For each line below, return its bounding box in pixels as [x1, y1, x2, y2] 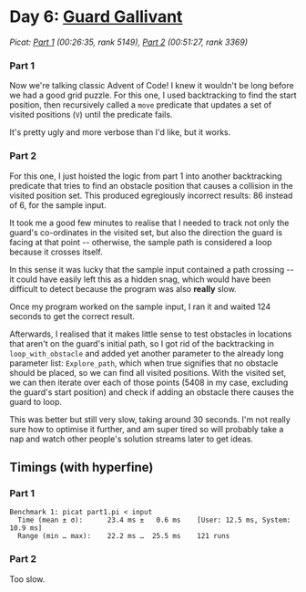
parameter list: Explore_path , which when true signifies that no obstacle [9, 358, 279, 369]
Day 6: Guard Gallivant [9, 6, 183, 27]
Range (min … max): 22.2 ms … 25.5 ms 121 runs [17, 532, 230, 541]
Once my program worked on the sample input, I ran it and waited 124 [9, 301, 271, 312]
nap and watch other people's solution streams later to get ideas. [9, 433, 253, 444]
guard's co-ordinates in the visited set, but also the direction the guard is [9, 226, 283, 238]
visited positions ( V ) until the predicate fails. [9, 109, 173, 120]
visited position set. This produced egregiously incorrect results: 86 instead [9, 190, 293, 201]
